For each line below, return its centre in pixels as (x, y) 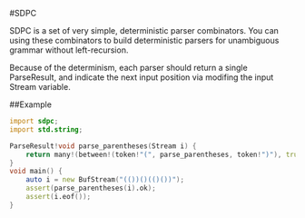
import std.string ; (46, 129)
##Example (31, 104)
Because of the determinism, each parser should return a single (128, 68)
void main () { (36, 172)
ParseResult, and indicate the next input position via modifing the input (142, 77)
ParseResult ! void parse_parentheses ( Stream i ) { (103, 146)
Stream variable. (40, 87)
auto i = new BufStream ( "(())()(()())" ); (105, 180)
